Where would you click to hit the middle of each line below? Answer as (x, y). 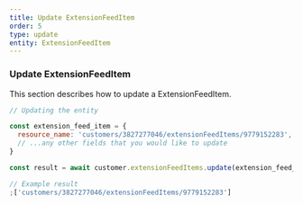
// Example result (44, 184)
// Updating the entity (54, 110)
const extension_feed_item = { (68, 127)
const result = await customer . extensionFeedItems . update (120, 167)
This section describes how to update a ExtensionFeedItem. (120, 94)
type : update (34, 34)
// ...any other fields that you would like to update (123, 143)
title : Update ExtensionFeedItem (72, 18)
